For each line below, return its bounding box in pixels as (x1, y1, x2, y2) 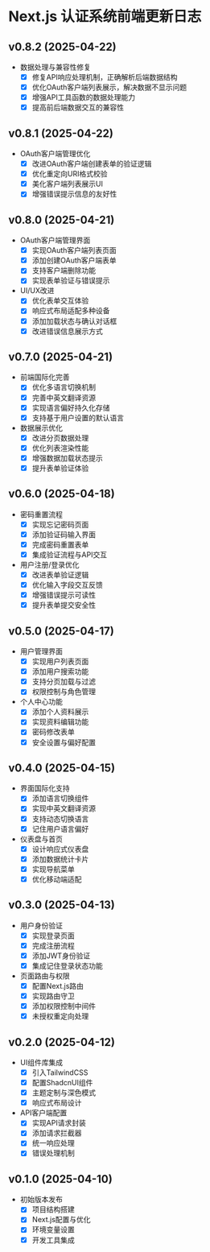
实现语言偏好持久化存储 (31, 403, 110, 412)
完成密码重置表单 (31, 539, 89, 549)
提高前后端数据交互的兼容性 (31, 102, 125, 113)
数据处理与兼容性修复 (19, 62, 91, 72)
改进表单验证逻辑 (31, 570, 89, 580)
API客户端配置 (19, 1108, 68, 1118)
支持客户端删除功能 (31, 266, 97, 275)
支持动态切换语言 (31, 814, 89, 824)
